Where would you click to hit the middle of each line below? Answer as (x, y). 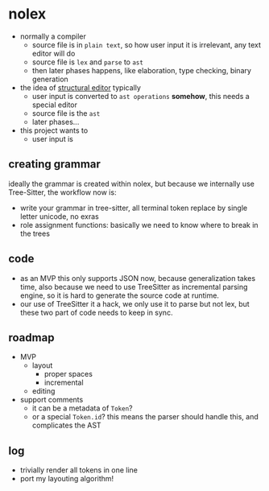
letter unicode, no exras (59, 216)
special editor (55, 105)
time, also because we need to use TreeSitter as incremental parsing (134, 287)
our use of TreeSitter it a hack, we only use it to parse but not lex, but (134, 303)
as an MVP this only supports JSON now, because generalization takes (138, 278)
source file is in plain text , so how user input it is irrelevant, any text (147, 44)
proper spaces (68, 374)
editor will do (54, 53)
